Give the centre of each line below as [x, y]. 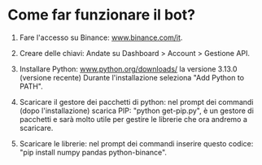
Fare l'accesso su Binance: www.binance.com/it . [101, 37]
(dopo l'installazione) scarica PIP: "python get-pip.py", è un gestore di [136, 111]
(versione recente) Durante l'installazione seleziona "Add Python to [132, 77]
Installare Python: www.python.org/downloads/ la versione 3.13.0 [128, 69]
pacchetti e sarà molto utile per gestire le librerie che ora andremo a [133, 119]
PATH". [31, 86]
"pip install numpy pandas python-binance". [93, 152]
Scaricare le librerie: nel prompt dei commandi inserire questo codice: [136, 143]
